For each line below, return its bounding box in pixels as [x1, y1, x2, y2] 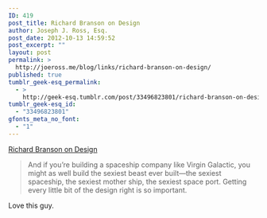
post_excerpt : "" [8, 41, 66, 49]
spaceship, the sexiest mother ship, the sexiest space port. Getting [27, 177, 247, 186]
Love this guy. [8, 200, 54, 210]
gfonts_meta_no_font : [8, 115, 80, 123]
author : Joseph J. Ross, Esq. [8, 26, 109, 34]
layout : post [8, 49, 52, 56]
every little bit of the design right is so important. [27, 185, 188, 195]
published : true [8, 71, 62, 79]
